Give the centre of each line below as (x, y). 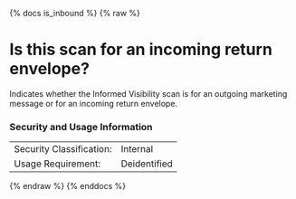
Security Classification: (63, 149)
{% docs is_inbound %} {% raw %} (75, 13)
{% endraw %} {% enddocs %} (68, 186)
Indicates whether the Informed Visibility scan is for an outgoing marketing (148, 93)
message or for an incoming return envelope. (94, 103)
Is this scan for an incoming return (141, 50)
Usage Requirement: (57, 164)
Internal (137, 149)
